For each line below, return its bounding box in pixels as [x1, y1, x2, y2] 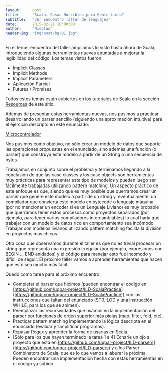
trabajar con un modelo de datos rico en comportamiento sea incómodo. [5, 220, 155, 226]
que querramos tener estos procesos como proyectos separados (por [5, 209, 149, 215]
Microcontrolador [5, 131, 41, 137]
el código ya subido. [12, 361, 55, 366]
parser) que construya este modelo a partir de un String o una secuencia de [5, 151, 162, 157]
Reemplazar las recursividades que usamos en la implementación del [12, 308, 155, 313]
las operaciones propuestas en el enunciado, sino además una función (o [5, 146, 157, 152]
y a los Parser [111, 345, 140, 351]
